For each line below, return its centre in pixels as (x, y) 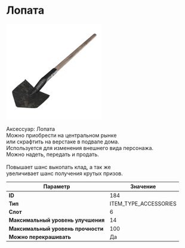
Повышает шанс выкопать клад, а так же (59, 167)
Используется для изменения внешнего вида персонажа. (80, 148)
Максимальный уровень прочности (56, 228)
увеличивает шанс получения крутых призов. (65, 173)
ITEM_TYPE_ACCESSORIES (143, 203)
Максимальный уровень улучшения (57, 220)
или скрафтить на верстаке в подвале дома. (63, 142)
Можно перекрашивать (40, 237)
